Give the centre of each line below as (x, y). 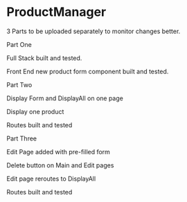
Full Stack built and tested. (44, 58)
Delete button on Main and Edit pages (60, 165)
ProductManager (56, 12)
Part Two (19, 84)
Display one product (35, 111)
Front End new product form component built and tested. (88, 71)
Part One (19, 44)
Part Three (22, 138)
